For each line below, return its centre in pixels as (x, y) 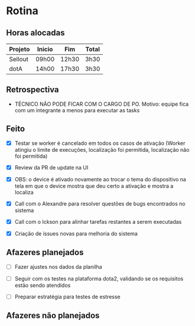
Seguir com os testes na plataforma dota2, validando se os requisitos (99, 278)
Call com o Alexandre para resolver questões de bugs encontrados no (100, 203)
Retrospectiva (32, 90)
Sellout (19, 59)
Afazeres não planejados (53, 316)
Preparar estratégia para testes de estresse (67, 296)
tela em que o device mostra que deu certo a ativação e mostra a (94, 186)
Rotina (22, 11)
